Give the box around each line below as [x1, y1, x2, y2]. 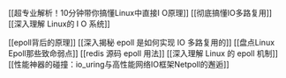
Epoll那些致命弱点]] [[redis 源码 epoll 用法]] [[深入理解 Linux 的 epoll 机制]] [8, 48, 279, 59]
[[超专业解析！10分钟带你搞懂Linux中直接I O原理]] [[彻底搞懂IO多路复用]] [8, 8, 273, 18]
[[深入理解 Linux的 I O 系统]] [8, 18, 111, 29]
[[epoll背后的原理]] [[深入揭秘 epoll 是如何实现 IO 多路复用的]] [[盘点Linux [8, 38, 275, 47]
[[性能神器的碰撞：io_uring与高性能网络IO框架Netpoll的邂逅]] [8, 60, 230, 69]
